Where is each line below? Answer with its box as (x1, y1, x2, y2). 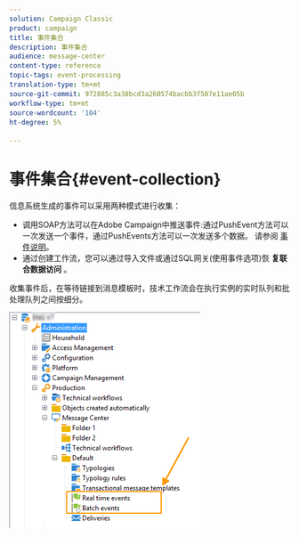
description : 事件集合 (9, 43, 88, 52)
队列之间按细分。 (24, 294, 87, 305)
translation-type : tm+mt (9, 80, 101, 89)
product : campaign (9, 23, 77, 33)
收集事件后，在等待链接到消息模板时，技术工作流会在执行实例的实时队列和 (9, 283, 282, 294)
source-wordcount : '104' (9, 108, 101, 118)
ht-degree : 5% (9, 118, 62, 126)
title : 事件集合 (9, 33, 64, 42)
